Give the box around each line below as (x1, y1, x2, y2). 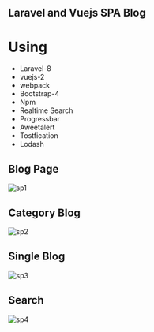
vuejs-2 (19, 73, 45, 82)
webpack (19, 80, 50, 90)
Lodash (19, 140, 45, 149)
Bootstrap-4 (19, 89, 60, 99)
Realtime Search (19, 106, 73, 115)
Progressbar (19, 114, 61, 124)
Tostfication (19, 131, 58, 140)
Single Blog (8, 250, 66, 263)
